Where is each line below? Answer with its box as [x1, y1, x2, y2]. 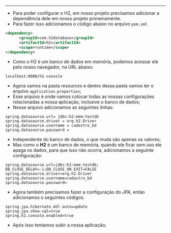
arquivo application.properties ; [12, 88, 81, 94]
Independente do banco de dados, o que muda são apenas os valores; [12, 137, 161, 143]
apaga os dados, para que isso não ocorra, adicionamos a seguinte [12, 147, 154, 153]
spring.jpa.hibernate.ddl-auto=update [5, 204, 88, 210]
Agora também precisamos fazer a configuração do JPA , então [12, 189, 145, 195]
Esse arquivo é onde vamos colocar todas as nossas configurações [12, 93, 155, 99]
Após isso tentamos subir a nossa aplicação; [12, 222, 107, 228]
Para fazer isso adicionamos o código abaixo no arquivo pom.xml [12, 21, 148, 27]
